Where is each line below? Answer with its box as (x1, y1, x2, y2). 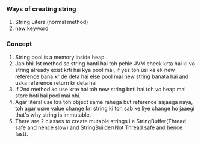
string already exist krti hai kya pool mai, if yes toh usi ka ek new (14, 66, 175, 73)
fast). (14, 130, 28, 137)
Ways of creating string (6, 5, 76, 13)
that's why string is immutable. (14, 111, 91, 118)
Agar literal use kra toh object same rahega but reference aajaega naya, (14, 98, 193, 105)
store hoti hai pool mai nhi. (14, 92, 81, 99)
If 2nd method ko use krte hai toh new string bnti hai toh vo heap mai (14, 85, 186, 93)
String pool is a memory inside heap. (14, 53, 107, 61)
